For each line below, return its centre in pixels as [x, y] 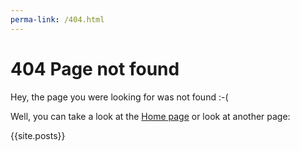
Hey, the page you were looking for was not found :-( [119, 97]
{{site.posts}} [38, 135]
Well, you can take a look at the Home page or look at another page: [150, 116]
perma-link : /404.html [57, 19]
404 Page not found [95, 68]
